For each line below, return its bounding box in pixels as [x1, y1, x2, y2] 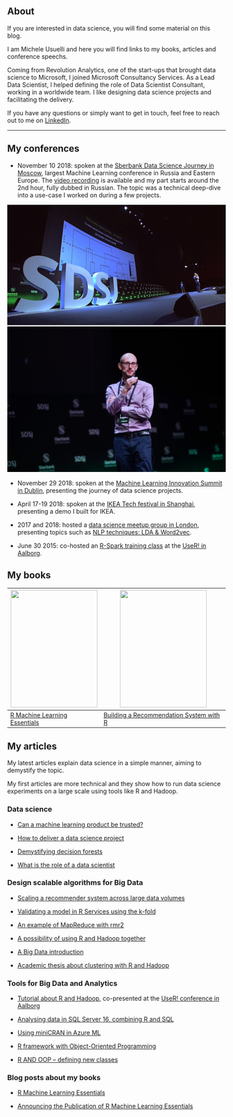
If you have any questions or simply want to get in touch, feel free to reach [7, 108, 220, 117]
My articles [7, 740, 58, 752]
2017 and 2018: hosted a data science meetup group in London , [17, 521, 200, 529]
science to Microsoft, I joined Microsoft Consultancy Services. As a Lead [7, 73, 215, 81]
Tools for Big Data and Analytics [7, 978, 118, 988]
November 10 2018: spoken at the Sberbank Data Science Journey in [17, 161, 214, 170]
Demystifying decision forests [17, 847, 103, 856]
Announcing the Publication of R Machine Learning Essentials [17, 1102, 193, 1111]
